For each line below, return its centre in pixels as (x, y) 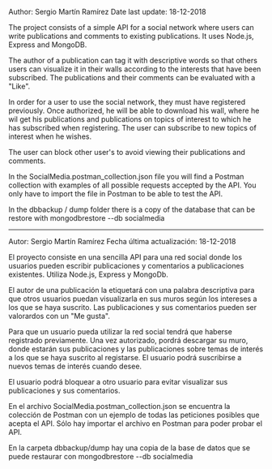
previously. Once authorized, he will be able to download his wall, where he (134, 110)
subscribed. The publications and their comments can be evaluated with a (132, 77)
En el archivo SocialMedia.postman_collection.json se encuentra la (119, 406)
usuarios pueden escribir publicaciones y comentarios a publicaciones (126, 266)
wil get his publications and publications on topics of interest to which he (130, 119)
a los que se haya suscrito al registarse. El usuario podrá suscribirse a (125, 357)
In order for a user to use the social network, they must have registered (127, 102)
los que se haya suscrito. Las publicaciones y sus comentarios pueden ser (133, 307)
